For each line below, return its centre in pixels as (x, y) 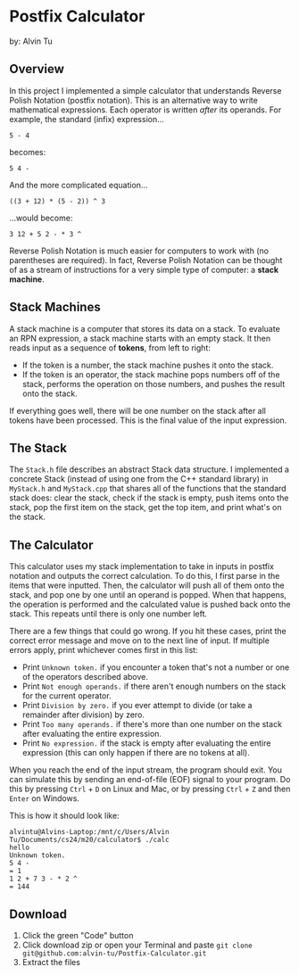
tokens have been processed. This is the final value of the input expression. (148, 420)
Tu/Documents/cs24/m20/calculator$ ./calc (89, 840)
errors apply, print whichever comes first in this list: (104, 650)
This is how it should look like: (64, 816)
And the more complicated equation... (79, 185)
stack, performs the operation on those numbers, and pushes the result (154, 384)
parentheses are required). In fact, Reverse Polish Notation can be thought (146, 260)
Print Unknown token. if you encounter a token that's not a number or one (156, 667)
